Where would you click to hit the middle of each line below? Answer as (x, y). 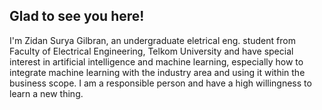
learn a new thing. (46, 93)
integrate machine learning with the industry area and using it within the (157, 72)
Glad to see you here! (77, 16)
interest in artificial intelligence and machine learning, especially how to (156, 61)
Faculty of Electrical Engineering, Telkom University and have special (151, 51)
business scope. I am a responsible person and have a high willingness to (160, 83)
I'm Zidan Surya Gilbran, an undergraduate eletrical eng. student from (152, 40)
